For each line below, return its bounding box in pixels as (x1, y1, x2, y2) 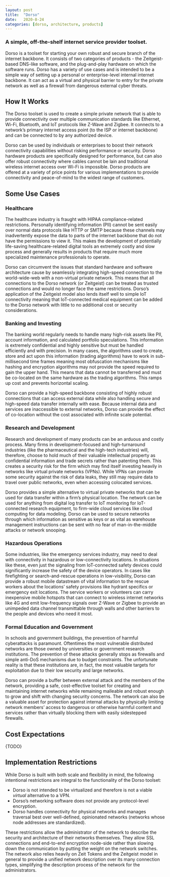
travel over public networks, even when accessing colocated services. (5, 479, 153, 485)
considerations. (5, 307, 38, 314)
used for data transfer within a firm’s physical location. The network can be (5, 494, 162, 500)
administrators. (5, 867, 37, 873)
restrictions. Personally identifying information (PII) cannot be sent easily (5, 222, 157, 228)
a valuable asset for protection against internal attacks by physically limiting (5, 699, 164, 705)
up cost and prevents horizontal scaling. (5, 380, 89, 386)
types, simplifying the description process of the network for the (5, 861, 141, 868)
